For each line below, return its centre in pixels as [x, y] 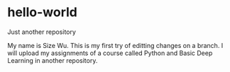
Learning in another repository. [53, 60]
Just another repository [42, 32]
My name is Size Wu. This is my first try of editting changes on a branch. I [115, 45]
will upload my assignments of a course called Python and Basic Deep [110, 53]
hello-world [43, 12]
